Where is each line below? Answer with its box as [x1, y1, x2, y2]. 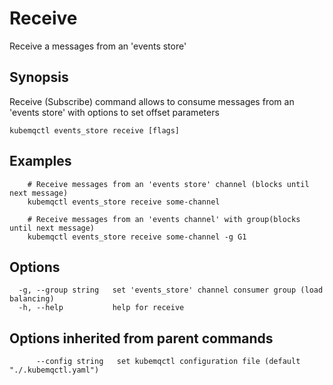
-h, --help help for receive [18, 303, 185, 313]
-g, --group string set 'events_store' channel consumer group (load [18, 285, 324, 296]
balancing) [9, 294, 55, 304]
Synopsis [9, 69, 69, 86]
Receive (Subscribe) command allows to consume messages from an [9, 95, 295, 107]
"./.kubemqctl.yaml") [9, 365, 100, 376]
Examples [9, 153, 72, 170]
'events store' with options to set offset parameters [9, 106, 220, 118]
